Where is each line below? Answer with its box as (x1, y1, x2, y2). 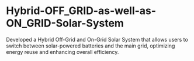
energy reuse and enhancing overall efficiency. (6, 48, 119, 55)
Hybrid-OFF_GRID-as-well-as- (6, 4, 157, 18)
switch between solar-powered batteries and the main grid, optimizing (6, 42, 175, 49)
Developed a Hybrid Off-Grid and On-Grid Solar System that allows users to (6, 36, 188, 43)
